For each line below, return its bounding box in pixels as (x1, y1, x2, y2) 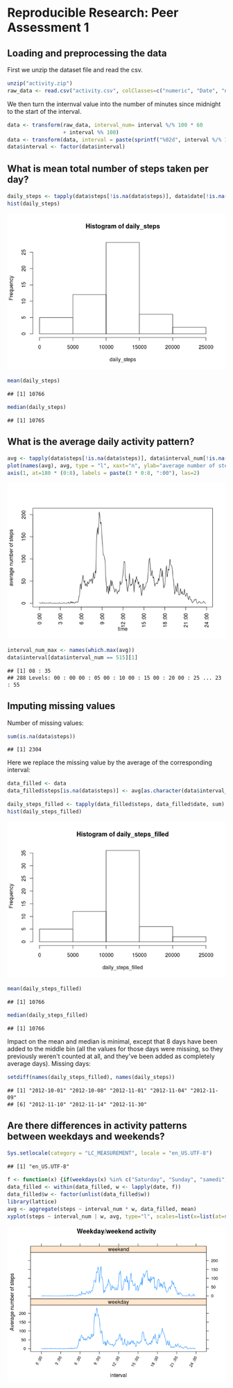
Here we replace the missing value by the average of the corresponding (7, 758, 213, 767)
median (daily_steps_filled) (7, 1012, 89, 1019)
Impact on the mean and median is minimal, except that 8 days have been (7, 1037, 218, 1046)
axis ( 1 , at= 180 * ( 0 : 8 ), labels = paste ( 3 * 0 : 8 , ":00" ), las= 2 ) (7, 470, 200, 477)
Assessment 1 (7, 19, 89, 35)
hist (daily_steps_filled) (7, 808, 82, 815)
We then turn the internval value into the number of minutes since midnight (7, 99, 221, 108)
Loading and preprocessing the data (7, 47, 167, 59)
